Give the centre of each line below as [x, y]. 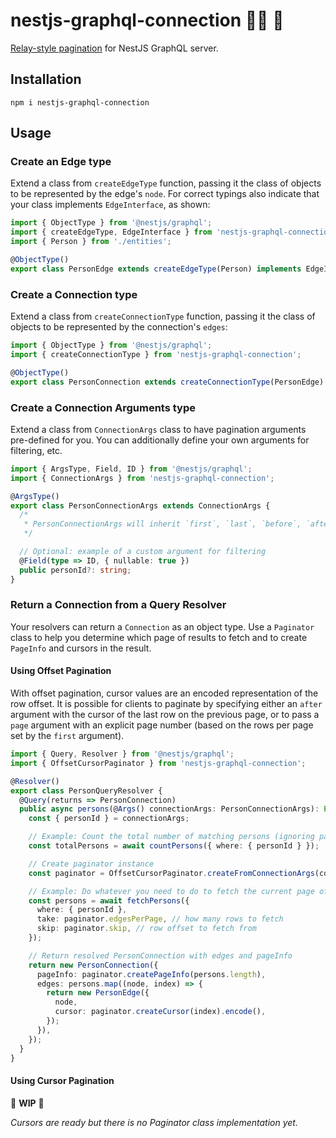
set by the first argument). [67, 736]
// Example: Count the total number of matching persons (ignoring [171, 837]
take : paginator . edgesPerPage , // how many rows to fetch [160, 919]
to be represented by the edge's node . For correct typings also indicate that [165, 194]
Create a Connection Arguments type [103, 407]
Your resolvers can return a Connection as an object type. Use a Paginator [162, 626]
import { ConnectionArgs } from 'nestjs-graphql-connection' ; [142, 478]
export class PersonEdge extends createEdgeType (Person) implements [156, 269]
